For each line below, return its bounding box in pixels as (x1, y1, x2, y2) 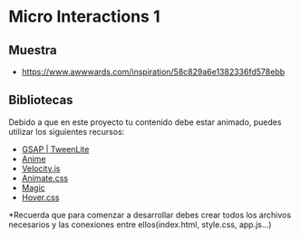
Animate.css (21, 172, 69, 183)
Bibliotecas (8, 92, 73, 108)
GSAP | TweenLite (21, 143, 90, 155)
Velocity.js (21, 163, 61, 174)
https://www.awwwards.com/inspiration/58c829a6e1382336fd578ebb (21, 66, 285, 77)
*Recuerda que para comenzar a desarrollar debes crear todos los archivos (8, 209, 292, 220)
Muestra (8, 43, 58, 58)
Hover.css (21, 192, 60, 203)
